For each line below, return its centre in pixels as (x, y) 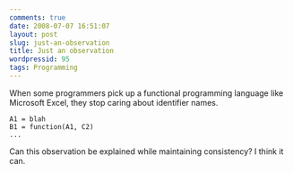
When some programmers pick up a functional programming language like (146, 93)
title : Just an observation (62, 51)
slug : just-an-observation (60, 43)
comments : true (38, 17)
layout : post (34, 34)
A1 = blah (28, 119)
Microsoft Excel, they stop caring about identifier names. (114, 102)
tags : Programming (43, 68)
